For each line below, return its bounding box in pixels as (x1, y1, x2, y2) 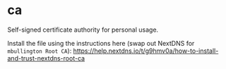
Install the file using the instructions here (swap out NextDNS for (7, 39, 195, 47)
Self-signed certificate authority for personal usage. (7, 25, 159, 34)
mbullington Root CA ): (7, 46, 72, 55)
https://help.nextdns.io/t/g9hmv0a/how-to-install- (73, 46, 219, 55)
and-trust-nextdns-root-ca (7, 54, 85, 62)
